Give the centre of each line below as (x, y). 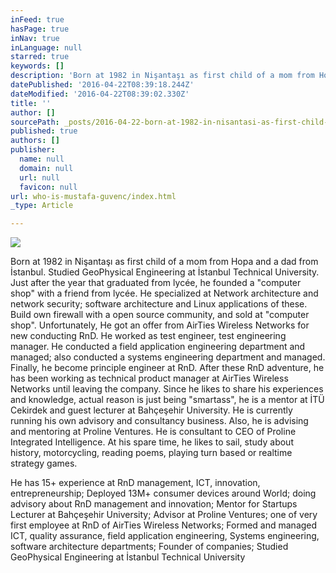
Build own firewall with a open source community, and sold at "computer (160, 315)
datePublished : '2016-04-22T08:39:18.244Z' (102, 85)
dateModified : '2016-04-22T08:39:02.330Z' (100, 94)
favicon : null (48, 187)
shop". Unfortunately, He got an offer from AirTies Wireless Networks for (160, 325)
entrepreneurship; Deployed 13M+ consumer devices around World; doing (163, 493)
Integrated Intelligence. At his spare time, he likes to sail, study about (152, 442)
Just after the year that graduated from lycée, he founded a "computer (156, 283)
